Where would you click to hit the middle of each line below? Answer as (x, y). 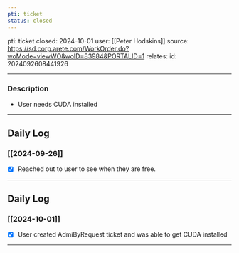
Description (28, 88)
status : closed (30, 21)
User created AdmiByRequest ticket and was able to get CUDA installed (122, 234)
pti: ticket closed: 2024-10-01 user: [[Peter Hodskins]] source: (99, 41)
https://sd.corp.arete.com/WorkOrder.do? (68, 48)
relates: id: (161, 56)
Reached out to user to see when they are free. (87, 169)
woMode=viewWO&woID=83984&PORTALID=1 (76, 56)
